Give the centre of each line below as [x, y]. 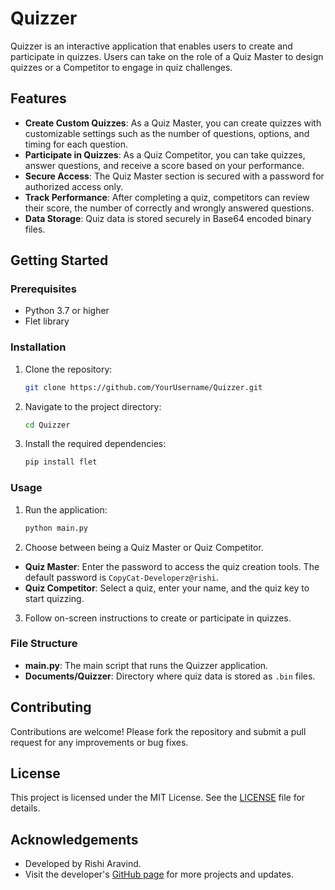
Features [38, 98]
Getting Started [59, 260]
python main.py [56, 528]
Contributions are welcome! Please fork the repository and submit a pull [158, 731]
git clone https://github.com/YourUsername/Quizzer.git [143, 387]
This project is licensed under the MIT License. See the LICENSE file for [158, 798]
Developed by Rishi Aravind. [83, 864]
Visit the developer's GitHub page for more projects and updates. [159, 874]
